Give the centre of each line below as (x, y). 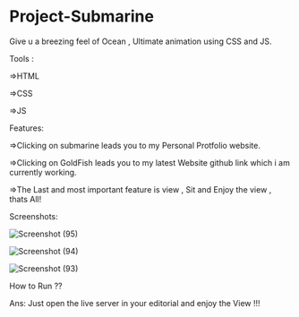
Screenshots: (34, 216)
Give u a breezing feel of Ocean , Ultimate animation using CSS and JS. (141, 41)
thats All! (26, 199)
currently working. (43, 172)
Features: (27, 128)
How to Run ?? (36, 286)
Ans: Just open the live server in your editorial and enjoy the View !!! (135, 303)
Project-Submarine (82, 17)
